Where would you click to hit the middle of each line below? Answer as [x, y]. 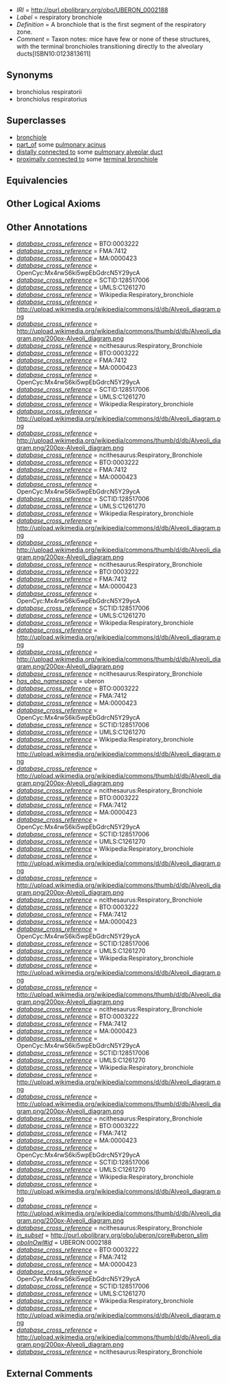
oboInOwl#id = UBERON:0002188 [64, 1243]
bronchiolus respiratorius [52, 99]
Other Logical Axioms [53, 204]
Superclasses [36, 120]
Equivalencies [37, 181]
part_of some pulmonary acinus [61, 144]
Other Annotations [47, 227]
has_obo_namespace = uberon [60, 681]
